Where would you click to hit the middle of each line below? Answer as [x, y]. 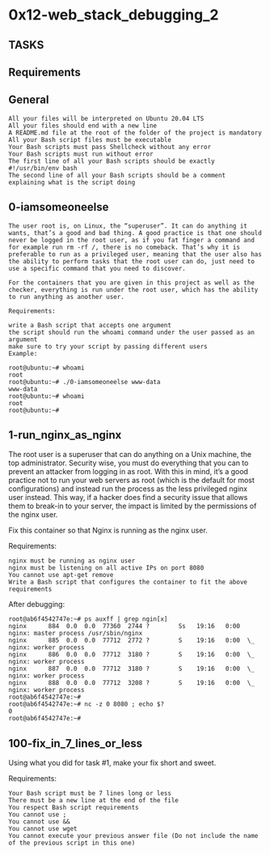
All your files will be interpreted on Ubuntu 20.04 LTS [106, 118]
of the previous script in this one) [72, 843]
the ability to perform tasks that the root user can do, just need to [131, 261]
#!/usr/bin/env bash [43, 168]
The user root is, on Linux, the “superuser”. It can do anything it [128, 226]
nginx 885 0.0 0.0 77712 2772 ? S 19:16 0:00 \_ [131, 641]
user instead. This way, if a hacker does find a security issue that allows [128, 498]
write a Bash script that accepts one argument [90, 325]
